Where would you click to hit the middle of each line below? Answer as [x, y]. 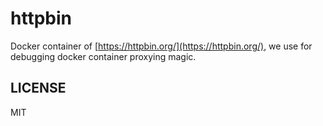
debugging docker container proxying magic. [103, 56]
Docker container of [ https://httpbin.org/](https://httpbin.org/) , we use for [161, 46]
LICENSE [38, 88]
